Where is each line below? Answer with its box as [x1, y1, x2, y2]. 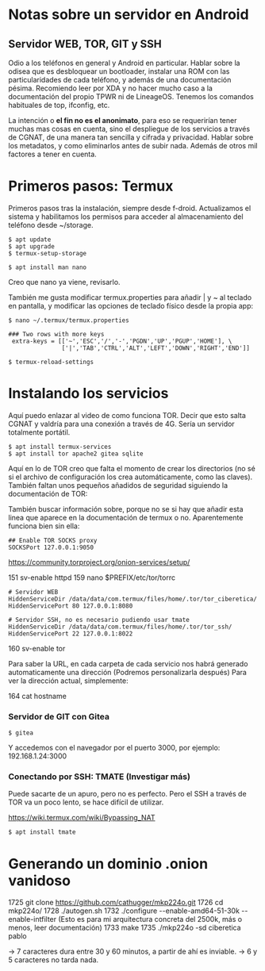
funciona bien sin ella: [8, 521, 80, 531]
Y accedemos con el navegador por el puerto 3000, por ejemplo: [8, 743, 221, 753]
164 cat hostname [8, 691, 67, 700]
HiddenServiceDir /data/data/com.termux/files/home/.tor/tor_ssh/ [8, 623, 232, 631]
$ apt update [8, 236, 52, 244]
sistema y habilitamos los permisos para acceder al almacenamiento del [8, 212, 244, 221]
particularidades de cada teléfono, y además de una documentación [8, 75, 232, 84]
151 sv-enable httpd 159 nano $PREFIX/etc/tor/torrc [8, 573, 176, 582]
